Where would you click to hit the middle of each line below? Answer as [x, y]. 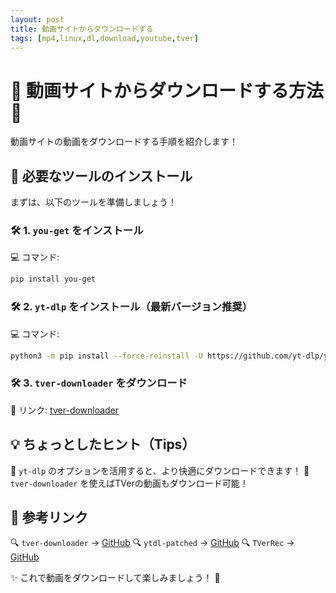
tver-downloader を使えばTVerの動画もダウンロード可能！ [129, 483]
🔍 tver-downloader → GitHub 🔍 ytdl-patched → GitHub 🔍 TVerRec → [152, 543]
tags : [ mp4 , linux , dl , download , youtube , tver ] [104, 38]
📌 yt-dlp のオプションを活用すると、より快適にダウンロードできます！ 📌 [160, 470]
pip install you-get [53, 279]
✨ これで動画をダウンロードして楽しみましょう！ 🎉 [115, 578]
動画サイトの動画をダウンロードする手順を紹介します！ [124, 142]
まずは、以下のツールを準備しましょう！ [93, 202]
